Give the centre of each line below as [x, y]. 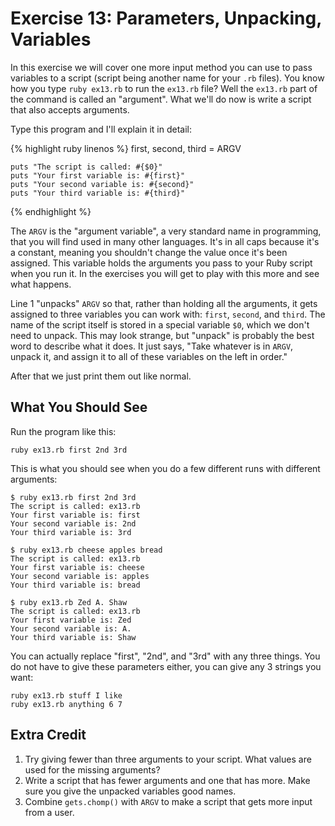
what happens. [41, 284]
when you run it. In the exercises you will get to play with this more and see [165, 273]
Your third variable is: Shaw [73, 637]
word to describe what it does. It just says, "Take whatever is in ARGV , [152, 346]
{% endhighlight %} [51, 211]
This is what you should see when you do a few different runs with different [165, 468]
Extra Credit [48, 735]
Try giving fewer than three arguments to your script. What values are [168, 759]
